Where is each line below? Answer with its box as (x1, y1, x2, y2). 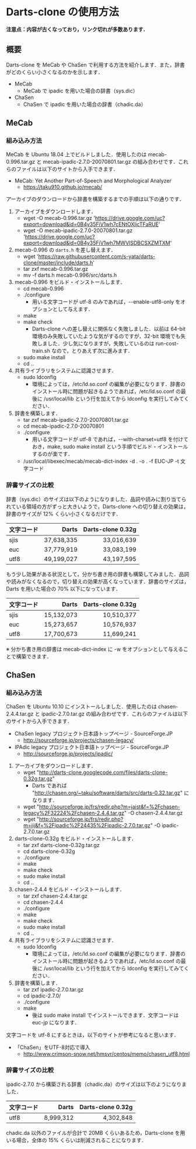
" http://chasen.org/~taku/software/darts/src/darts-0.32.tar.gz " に (32, 789, 190, 796)
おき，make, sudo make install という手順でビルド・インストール (32, 443, 188, 450)
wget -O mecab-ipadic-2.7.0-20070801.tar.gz (23, 227, 133, 234)
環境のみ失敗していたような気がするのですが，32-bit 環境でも (32, 333, 181, 340)
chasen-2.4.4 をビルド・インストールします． (14, 886, 125, 893)
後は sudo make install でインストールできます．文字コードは (32, 1012, 179, 1019)
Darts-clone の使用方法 (6, 5, 120, 19)
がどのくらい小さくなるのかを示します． (6, 68, 103, 75)
